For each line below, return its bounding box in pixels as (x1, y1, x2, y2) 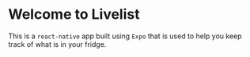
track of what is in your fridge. (8, 39, 107, 48)
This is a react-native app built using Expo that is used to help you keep (8, 31, 243, 41)
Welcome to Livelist (8, 5, 140, 23)
